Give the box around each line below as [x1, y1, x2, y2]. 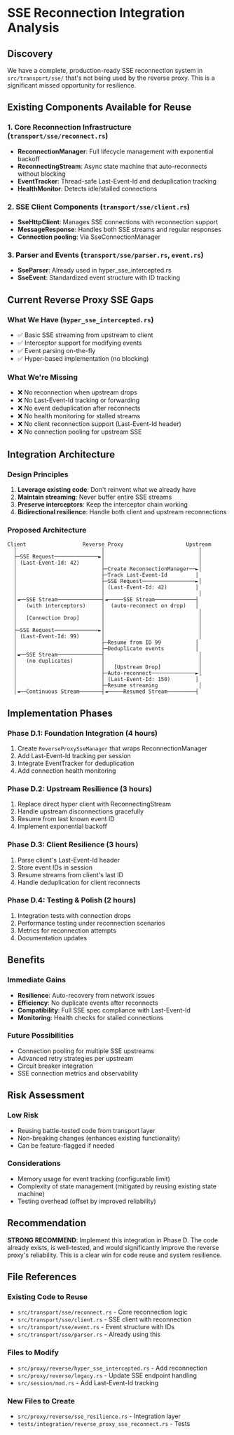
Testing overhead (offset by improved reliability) [17, 1197, 156, 1205]
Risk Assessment [7, 1090, 85, 1101]
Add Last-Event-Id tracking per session [17, 751, 131, 760]
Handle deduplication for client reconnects [17, 878, 142, 886]
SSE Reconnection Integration [7, 5, 186, 21]
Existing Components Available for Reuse [7, 102, 192, 114]
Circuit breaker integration [17, 1062, 93, 1070]
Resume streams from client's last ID [17, 870, 124, 879]
